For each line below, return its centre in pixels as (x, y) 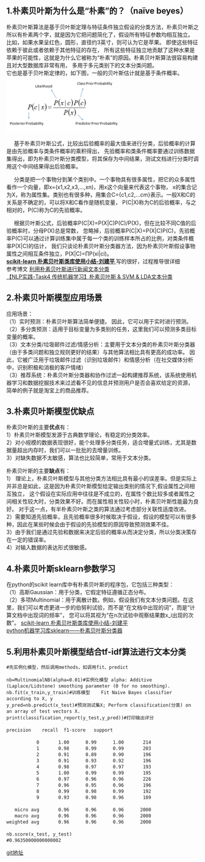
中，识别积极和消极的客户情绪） (46, 367)
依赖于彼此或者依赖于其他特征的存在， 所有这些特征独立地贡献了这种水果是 (101, 50)
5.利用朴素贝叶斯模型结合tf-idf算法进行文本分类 (96, 652)
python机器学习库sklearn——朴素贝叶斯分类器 (65, 630)
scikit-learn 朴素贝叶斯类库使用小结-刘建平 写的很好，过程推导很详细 (93, 261)
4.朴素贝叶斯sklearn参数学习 (61, 569)
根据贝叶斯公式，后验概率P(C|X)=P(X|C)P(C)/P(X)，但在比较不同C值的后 (105, 223)
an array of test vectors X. (43, 712)
